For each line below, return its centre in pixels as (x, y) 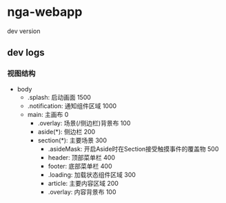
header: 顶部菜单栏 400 (82, 157)
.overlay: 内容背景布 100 (82, 192)
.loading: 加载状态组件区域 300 (92, 174)
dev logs (26, 53)
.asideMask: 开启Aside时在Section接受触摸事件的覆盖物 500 (133, 149)
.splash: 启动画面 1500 (59, 97)
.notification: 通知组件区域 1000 (72, 106)
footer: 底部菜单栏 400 (80, 166)
